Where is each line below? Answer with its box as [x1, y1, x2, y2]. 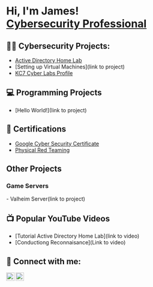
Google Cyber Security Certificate [14, 140, 100, 147]
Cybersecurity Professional [6, 17, 147, 31]
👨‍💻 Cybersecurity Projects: [6, 41, 110, 51]
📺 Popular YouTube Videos [6, 213, 110, 223]
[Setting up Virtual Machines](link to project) [14, 63, 125, 70]
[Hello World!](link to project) [14, 106, 87, 113]
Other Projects [6, 164, 62, 174]
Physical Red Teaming [14, 146, 70, 154]
